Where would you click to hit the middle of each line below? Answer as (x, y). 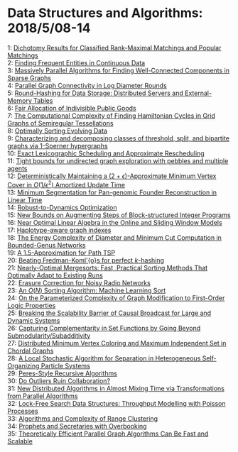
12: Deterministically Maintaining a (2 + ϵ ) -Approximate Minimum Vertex (112, 176)
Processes (23, 411)
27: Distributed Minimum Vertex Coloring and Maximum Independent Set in (117, 343)
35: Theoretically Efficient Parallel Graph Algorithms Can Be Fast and (108, 434)
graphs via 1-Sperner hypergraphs (58, 145)
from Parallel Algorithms (43, 396)
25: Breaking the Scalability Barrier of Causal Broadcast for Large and (109, 313)
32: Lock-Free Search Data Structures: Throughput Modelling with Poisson (117, 403)
